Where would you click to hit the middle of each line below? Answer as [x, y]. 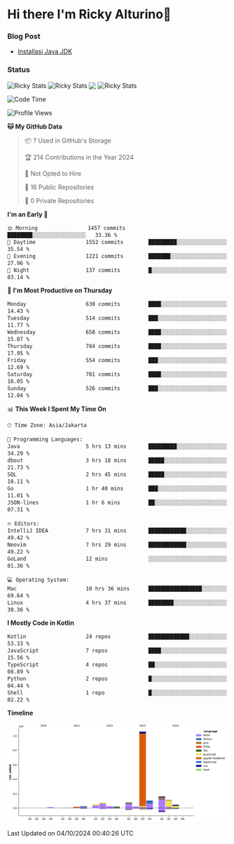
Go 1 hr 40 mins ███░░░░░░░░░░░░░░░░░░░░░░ [117, 489]
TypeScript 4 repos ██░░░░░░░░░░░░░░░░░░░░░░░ [117, 665]
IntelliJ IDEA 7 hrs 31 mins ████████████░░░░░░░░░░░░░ [117, 531]
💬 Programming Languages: [45, 440]
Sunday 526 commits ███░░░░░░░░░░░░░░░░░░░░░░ [117, 389]
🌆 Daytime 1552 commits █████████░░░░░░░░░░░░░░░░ [117, 242]
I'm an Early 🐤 [28, 214]
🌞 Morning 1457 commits [67, 228]
